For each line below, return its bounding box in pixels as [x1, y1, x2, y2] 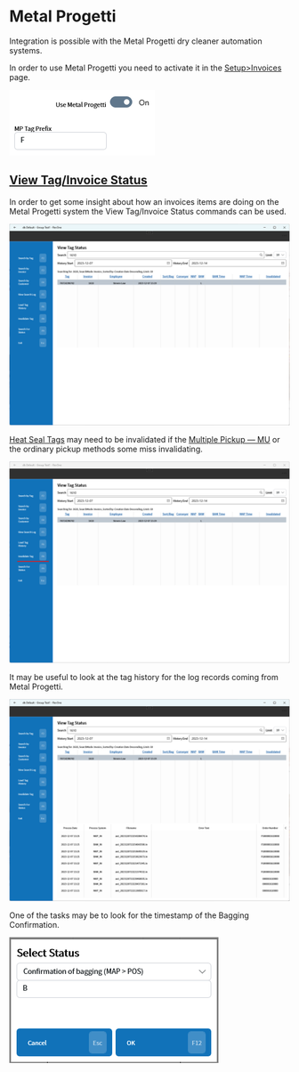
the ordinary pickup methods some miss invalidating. [9, 443, 203, 454]
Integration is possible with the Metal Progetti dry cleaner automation [9, 36, 263, 46]
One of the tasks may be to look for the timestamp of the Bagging [9, 910, 249, 921]
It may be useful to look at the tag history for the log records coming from [9, 672, 279, 683]
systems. [9, 45, 43, 55]
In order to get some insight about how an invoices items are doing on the [9, 196, 279, 207]
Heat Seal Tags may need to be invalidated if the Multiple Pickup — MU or [9, 434, 280, 444]
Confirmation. [9, 919, 60, 930]
